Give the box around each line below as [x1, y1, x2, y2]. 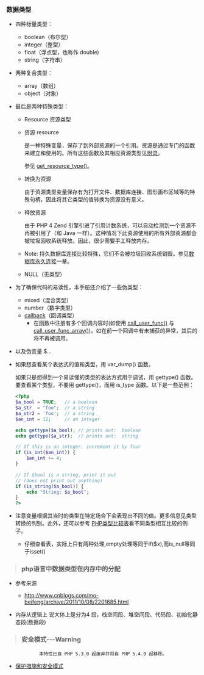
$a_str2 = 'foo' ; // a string [15, 410, 95, 416]
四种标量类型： [15, 20, 53, 28]
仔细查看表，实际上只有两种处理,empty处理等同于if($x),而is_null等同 [24, 540, 195, 547]
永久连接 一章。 [35, 258, 73, 265]
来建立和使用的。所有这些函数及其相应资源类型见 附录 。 [24, 150, 163, 157]
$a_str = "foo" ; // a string [15, 405, 95, 411]
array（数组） [24, 82, 59, 90]
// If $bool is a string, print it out [15, 472, 117, 478]
